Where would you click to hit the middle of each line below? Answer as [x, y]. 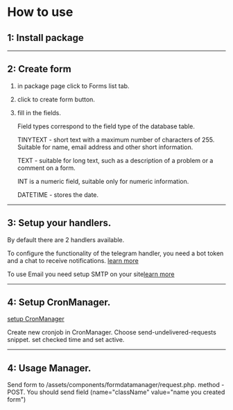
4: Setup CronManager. [59, 302]
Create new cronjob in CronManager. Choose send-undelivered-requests [112, 332]
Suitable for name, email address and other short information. [105, 147]
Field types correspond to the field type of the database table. [106, 126]
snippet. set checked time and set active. [66, 340]
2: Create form [39, 69]
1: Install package [46, 38]
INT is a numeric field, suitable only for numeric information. [103, 181]
